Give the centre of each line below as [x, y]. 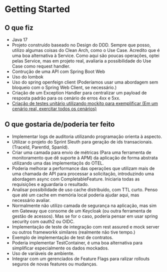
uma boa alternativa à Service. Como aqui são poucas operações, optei [85, 55]
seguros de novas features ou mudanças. [55, 264]
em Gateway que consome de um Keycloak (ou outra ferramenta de [82, 210]
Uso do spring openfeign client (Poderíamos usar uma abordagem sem [85, 82]
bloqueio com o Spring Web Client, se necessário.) [64, 87]
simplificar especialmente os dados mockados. [60, 248]
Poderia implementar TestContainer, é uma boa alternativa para [77, 242]
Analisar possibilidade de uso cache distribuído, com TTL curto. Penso [85, 189]
